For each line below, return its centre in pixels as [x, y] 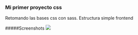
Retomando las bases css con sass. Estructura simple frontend [69, 18]
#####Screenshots [25, 28]
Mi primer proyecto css [34, 7]
